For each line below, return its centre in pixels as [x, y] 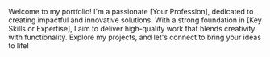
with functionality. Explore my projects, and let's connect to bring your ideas [135, 37]
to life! [19, 46]
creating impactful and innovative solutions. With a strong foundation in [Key [135, 20]
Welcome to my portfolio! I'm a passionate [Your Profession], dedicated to [131, 12]
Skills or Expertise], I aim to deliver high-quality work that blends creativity [132, 28]
